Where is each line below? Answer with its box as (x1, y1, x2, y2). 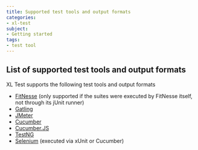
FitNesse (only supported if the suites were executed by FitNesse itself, (14, 92, 193, 99)
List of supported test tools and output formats (6, 64, 186, 75)
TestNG (14, 131, 34, 138)
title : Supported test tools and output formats (6, 8, 131, 15)
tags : (6, 37, 20, 43)
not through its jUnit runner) (14, 99, 85, 106)
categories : (6, 14, 36, 20)
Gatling (14, 105, 33, 112)
